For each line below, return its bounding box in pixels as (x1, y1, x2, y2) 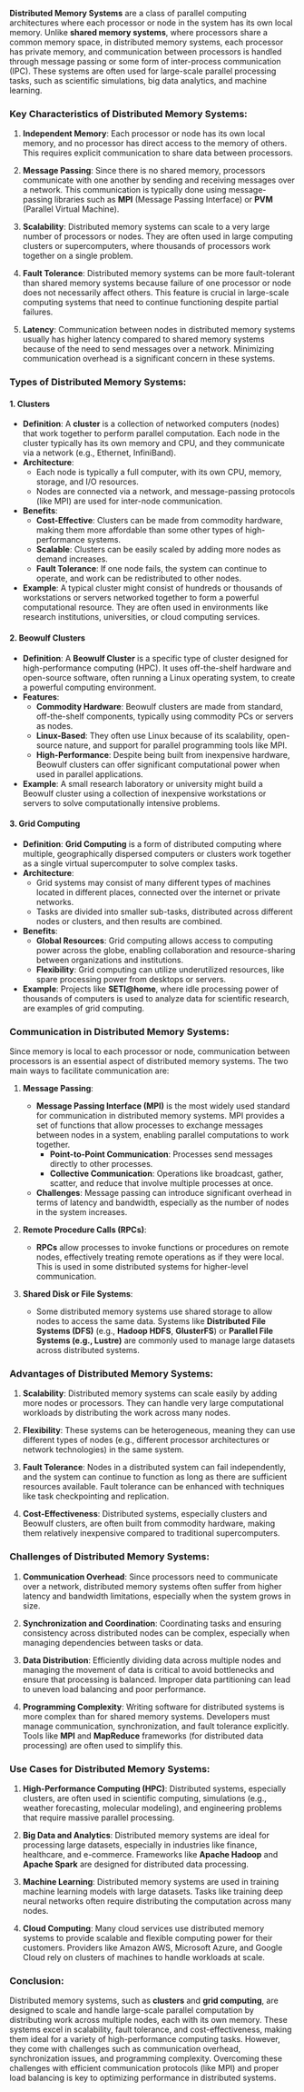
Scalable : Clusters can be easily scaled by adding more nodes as (35, 544, 281, 555)
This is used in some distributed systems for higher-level (35, 1261, 249, 1272)
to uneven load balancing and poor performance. (22, 1683, 207, 1694)
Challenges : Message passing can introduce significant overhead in (35, 1188, 292, 1199)
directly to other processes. (49, 1159, 153, 1170)
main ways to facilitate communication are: (9, 1065, 170, 1076)
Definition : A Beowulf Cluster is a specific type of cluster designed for (22, 653, 289, 663)
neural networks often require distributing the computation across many (22, 1896, 292, 1907)
